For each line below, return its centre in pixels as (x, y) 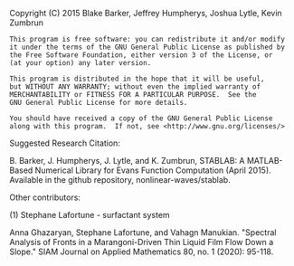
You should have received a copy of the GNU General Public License (141, 119)
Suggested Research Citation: (65, 143)
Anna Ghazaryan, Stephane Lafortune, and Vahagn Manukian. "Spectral (143, 233)
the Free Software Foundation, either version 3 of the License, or (141, 55)
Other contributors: (45, 197)
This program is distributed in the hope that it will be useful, (137, 79)
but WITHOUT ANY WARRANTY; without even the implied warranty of (135, 87)
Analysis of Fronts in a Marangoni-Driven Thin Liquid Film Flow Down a (142, 242)
